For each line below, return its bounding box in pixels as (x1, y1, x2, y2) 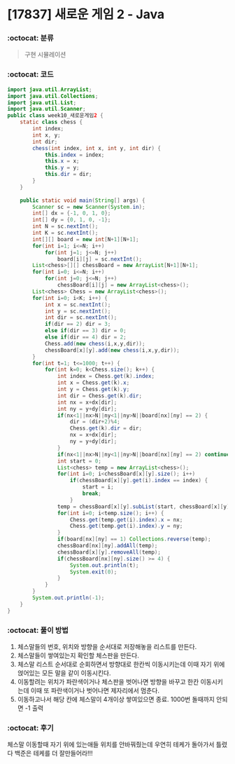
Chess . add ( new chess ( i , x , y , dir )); (44, 340, 145, 347)
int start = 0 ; (57, 457, 101, 465)
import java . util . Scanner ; (7, 106, 86, 113)
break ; (82, 490, 101, 498)
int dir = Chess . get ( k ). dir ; (57, 392, 142, 400)
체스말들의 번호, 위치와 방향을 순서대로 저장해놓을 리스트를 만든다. (17, 642, 197, 650)
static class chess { (20, 118, 83, 126)
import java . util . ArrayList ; (7, 86, 92, 93)
